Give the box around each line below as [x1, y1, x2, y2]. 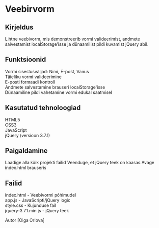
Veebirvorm [5, 3, 55, 15]
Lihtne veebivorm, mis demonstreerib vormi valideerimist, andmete [5, 36, 140, 42]
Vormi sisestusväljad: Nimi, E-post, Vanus [5, 68, 89, 74]
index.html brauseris [5, 165, 47, 171]
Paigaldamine [5, 146, 48, 155]
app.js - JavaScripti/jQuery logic [5, 198, 71, 203]
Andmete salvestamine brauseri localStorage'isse [5, 84, 106, 90]
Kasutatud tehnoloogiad [5, 104, 81, 112]
